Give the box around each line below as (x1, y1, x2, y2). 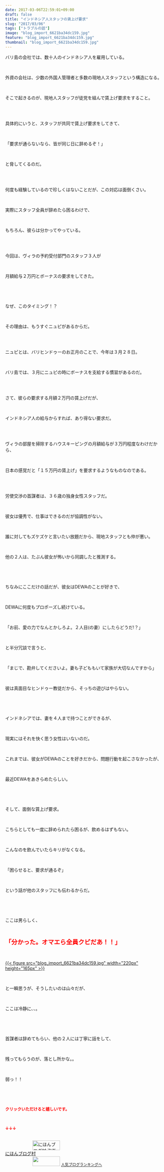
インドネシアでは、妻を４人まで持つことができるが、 (5, 715, 114, 721)
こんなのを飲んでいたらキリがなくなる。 (5, 846, 88, 852)
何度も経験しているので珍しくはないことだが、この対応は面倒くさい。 (5, 186, 149, 192)
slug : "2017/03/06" (5, 21, 46, 26)
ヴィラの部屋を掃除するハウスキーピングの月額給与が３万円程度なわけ (5, 441, 149, 447)
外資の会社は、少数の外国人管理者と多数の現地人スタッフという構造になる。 (5, 74, 162, 80)
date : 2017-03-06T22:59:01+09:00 (5, 7, 75, 12)
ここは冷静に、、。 (5, 1005, 40, 1012)
